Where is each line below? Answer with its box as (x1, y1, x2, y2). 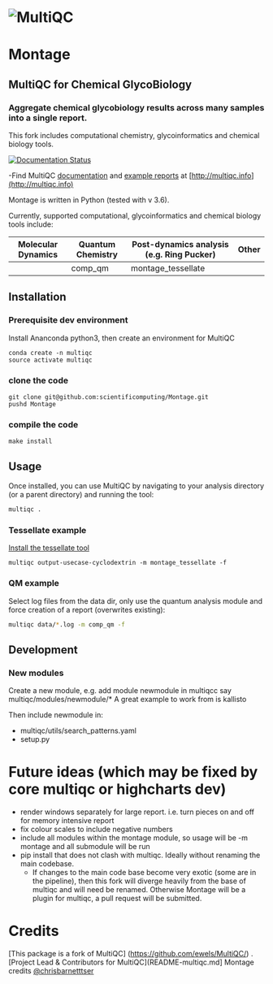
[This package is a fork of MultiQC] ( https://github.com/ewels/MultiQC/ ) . (8, 949, 253, 959)
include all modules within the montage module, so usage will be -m (19, 833, 249, 843)
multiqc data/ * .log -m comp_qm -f (8, 620, 126, 629)
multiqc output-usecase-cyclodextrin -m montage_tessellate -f (8, 559, 227, 567)
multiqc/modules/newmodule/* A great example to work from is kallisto (8, 695, 247, 704)
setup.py (19, 735, 50, 744)
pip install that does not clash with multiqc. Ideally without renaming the (19, 850, 261, 860)
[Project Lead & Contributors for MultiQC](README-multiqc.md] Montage (8, 957, 254, 967)
